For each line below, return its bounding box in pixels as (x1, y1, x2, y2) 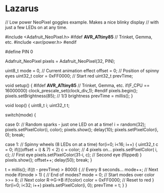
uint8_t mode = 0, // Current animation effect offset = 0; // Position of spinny (5, 67, 160, 74)
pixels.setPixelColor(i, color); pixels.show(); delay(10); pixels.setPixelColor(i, (5, 126, 159, 133)
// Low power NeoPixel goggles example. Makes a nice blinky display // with (5, 19, 159, 25)
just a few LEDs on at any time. (5, 24, 68, 30)
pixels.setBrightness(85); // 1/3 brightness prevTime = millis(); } (5, 93, 134, 99)
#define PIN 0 (5, 49, 33, 55)
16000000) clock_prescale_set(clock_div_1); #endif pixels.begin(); (5, 87, 138, 93)
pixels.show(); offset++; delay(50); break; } (5, 157, 92, 163)
